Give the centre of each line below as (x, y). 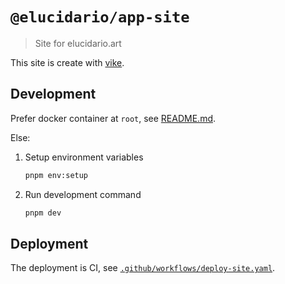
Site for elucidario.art (78, 43)
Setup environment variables (84, 157)
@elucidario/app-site (100, 17)
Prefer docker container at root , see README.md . (113, 118)
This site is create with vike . (67, 62)
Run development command (83, 194)
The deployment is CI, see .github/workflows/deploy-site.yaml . (143, 268)
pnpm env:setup (56, 175)
